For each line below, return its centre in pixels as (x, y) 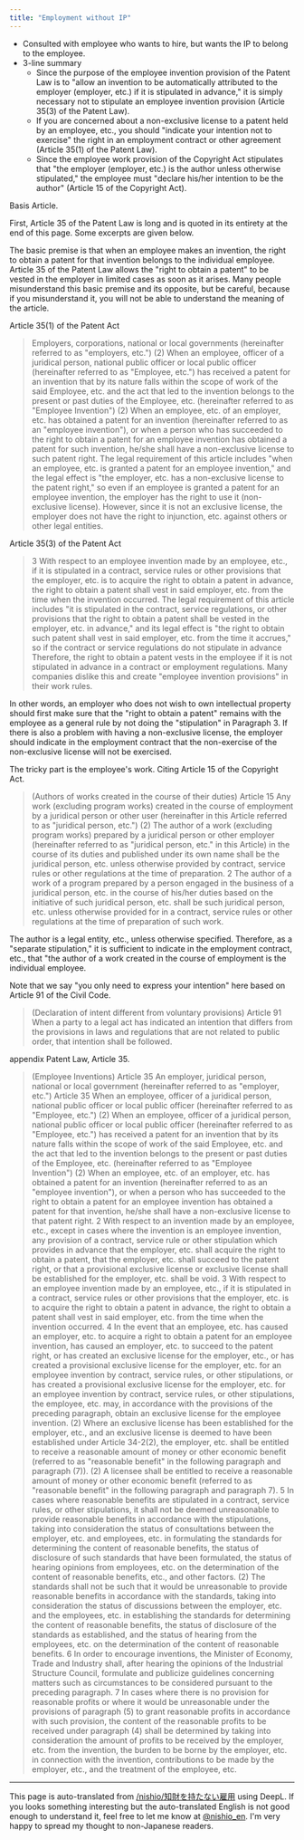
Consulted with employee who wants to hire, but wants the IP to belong (155, 43)
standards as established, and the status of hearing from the (144, 1634)
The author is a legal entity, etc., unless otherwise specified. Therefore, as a (151, 939)
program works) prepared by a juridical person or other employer (153, 835)
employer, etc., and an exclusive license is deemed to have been (152, 1433)
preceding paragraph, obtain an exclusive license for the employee (156, 1413)
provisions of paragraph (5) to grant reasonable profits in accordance (161, 1711)
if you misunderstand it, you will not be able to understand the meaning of (147, 298)
